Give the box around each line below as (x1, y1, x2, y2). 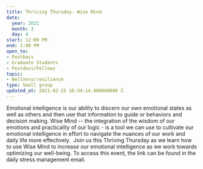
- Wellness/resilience (6, 76, 64, 82)
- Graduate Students (6, 59, 59, 65)
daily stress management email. (6, 156, 86, 163)
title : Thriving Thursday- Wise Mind (6, 8, 102, 15)
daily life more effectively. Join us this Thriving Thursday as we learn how (6, 136, 192, 144)
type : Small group (6, 82, 53, 88)
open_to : (6, 48, 29, 55)
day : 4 (12, 31, 29, 38)
